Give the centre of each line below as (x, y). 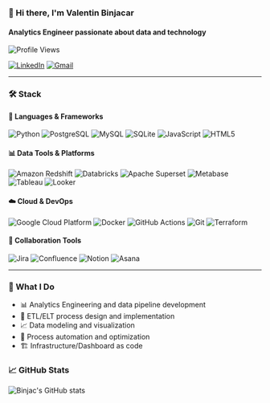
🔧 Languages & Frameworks (56, 116)
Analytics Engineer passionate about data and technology (107, 32)
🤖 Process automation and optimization (85, 337)
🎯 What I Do (31, 287)
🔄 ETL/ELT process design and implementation (97, 316)
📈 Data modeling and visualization (77, 325)
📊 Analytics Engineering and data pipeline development (113, 305)
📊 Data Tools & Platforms (51, 153)
